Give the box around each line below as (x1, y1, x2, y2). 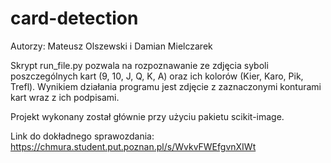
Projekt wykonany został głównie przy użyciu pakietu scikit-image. (10, 110, 285, 122)
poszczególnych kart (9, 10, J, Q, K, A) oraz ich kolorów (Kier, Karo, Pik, (10, 70, 304, 82)
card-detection (10, 7, 139, 30)
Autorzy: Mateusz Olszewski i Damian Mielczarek (10, 40, 213, 52)
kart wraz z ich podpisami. (10, 91, 120, 103)
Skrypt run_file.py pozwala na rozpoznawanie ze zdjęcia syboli (10, 59, 269, 71)
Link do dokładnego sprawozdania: (10, 130, 155, 142)
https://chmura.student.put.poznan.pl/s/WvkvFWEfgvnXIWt (10, 140, 257, 152)
